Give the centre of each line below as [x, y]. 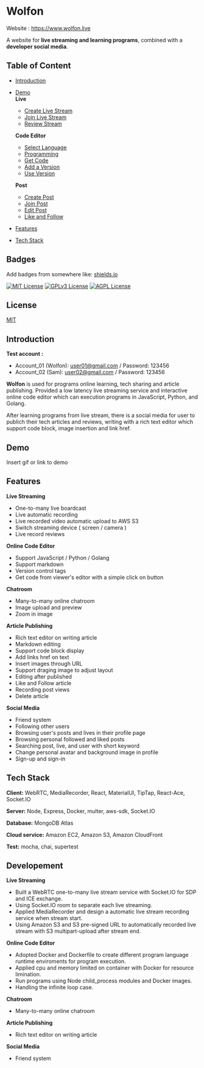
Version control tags [40, 570]
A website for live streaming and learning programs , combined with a [94, 40]
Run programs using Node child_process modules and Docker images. [104, 981]
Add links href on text [42, 657]
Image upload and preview [48, 607]
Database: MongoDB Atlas [40, 823]
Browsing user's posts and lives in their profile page [80, 732]
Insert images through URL [49, 663]
